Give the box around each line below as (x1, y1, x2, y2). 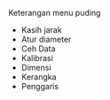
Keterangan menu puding (8, 8, 101, 18)
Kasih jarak (20, 25, 63, 35)
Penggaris (20, 81, 59, 91)
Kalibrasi (20, 53, 54, 63)
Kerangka (20, 72, 57, 82)
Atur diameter (20, 35, 72, 44)
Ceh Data (20, 43, 56, 54)
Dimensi (20, 62, 51, 73)
